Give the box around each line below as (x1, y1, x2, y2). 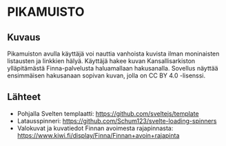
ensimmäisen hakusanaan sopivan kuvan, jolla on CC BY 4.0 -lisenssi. (7, 71, 206, 80)
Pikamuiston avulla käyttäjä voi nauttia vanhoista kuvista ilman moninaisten (7, 49, 220, 58)
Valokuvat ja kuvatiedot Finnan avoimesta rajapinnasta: (17, 124, 174, 132)
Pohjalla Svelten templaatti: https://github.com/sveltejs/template (17, 109, 199, 117)
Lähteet (7, 91, 41, 103)
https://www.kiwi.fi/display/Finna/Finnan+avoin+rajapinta (17, 131, 180, 139)
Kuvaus (7, 32, 41, 43)
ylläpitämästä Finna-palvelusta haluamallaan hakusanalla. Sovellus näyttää (7, 64, 218, 72)
